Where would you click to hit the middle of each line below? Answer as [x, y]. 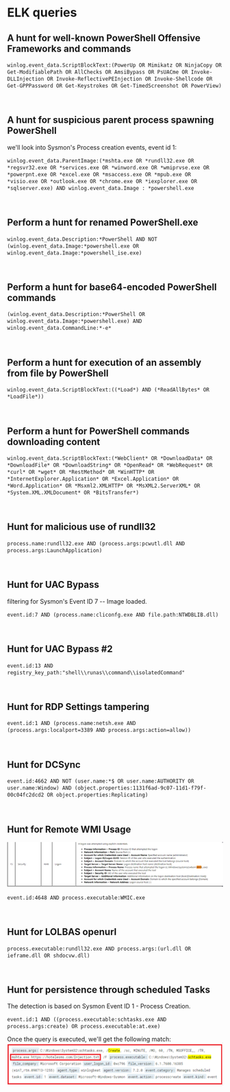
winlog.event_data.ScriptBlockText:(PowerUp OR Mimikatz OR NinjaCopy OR [115, 65]
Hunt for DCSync [44, 764]
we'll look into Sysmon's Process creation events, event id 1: [92, 147]
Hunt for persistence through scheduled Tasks [109, 989]
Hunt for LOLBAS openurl [62, 932]
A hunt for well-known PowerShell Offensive [104, 38]
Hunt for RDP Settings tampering [78, 707]
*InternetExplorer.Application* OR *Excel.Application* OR [93, 479]
